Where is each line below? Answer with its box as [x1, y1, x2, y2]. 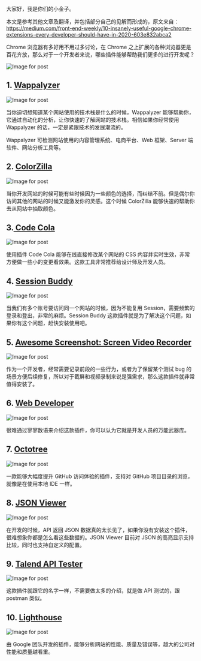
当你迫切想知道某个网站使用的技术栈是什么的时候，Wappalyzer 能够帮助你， [6, 109, 194, 116]
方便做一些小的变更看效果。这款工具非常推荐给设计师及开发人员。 [6, 259, 169, 266]
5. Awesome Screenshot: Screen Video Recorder [6, 337, 191, 347]
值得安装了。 [6, 380, 38, 388]
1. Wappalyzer [6, 80, 60, 91]
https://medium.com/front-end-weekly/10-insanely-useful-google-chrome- [6, 25, 192, 32]
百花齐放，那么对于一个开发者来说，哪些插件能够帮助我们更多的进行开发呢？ [6, 51, 195, 58]
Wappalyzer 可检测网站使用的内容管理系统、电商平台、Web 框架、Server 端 [6, 136, 193, 143]
